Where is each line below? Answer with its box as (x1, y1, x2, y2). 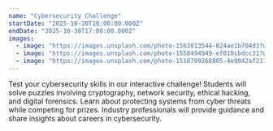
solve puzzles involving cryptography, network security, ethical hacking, (8, 87, 250, 97)
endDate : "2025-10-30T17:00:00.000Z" (8, 27, 136, 35)
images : (8, 34, 35, 43)
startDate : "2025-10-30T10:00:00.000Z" (8, 19, 144, 27)
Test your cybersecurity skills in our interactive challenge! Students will (8, 78, 246, 89)
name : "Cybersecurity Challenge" (8, 11, 122, 20)
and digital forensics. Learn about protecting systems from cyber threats (8, 96, 252, 106)
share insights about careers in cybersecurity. (8, 113, 162, 123)
